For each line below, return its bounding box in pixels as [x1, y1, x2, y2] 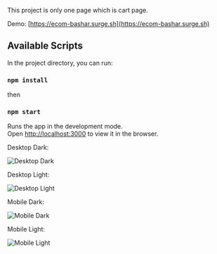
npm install [7, 76, 48, 84]
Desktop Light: [7, 170, 50, 179]
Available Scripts [7, 40, 83, 52]
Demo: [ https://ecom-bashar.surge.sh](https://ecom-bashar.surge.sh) [7, 20, 210, 27]
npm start [7, 108, 41, 116]
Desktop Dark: [7, 144, 49, 152]
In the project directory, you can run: [7, 58, 113, 67]
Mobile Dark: [7, 198, 44, 206]
